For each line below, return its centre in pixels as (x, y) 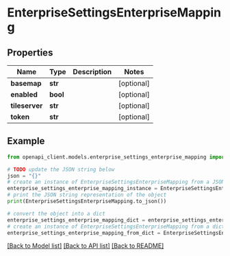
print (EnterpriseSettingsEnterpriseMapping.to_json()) (87, 201)
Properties (30, 53)
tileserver (27, 106)
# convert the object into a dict (56, 213)
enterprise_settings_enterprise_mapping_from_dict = (84, 233)
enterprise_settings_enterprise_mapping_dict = (76, 220)
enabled (24, 94)
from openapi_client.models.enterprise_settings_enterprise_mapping (107, 157)
